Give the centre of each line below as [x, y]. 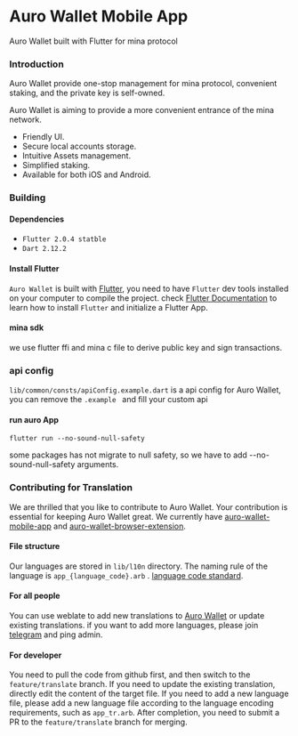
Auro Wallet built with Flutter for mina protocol [93, 41]
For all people [35, 596]
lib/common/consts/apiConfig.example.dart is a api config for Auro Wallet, [145, 390]
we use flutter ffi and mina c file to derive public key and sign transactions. [146, 347]
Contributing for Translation [71, 488]
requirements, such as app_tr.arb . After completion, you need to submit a [145, 713]
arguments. [98, 465]
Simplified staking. [56, 166]
